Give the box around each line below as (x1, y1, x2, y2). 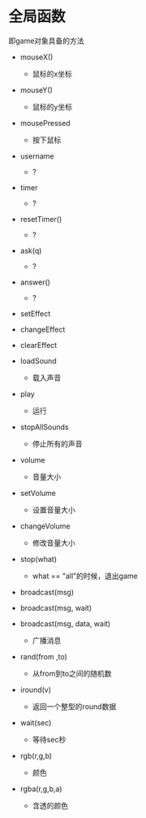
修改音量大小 (32, 537, 75, 547)
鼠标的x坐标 (32, 68, 73, 78)
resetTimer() (19, 214, 62, 224)
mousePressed (19, 118, 71, 128)
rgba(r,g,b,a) (19, 784, 62, 794)
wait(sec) (19, 717, 52, 728)
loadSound (19, 355, 57, 366)
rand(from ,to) (19, 651, 67, 661)
